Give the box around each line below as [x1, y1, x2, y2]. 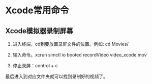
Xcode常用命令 [5, 5, 69, 16]
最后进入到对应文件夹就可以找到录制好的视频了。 [5, 73, 108, 79]
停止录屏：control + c [12, 63, 58, 69]
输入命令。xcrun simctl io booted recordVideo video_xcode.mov [12, 52, 147, 58]
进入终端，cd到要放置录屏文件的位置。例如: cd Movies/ [12, 41, 129, 47]
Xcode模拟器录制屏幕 [5, 26, 73, 35]
